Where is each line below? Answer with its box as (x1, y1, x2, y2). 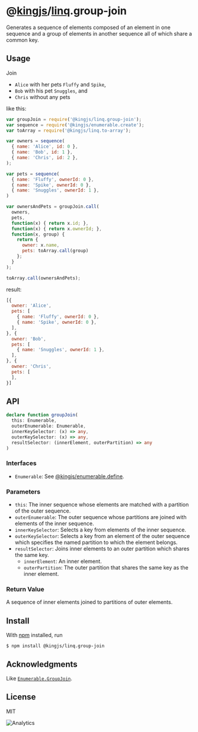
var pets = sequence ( (6, 171, 60, 177)
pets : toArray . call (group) (21, 248, 89, 254)
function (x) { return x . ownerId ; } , (11, 225, 102, 232)
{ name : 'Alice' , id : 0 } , (11, 144, 78, 149)
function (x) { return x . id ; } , (11, 220, 89, 226)
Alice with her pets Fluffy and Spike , (14, 81, 106, 88)
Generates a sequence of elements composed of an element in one (6, 24, 171, 31)
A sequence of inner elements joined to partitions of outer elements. (6, 599, 173, 606)
